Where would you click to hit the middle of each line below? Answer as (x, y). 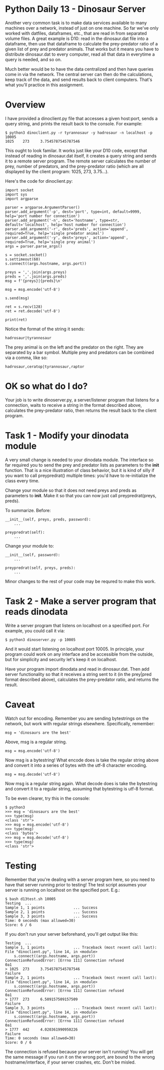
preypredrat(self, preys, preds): (41, 568)
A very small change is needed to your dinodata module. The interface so (79, 460)
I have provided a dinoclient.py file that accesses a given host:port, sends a (82, 118)
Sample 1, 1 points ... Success (51, 908)
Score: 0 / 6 (18, 1042)
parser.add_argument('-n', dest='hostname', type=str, (62, 220)
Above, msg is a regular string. (36, 742)
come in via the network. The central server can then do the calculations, (79, 74)
